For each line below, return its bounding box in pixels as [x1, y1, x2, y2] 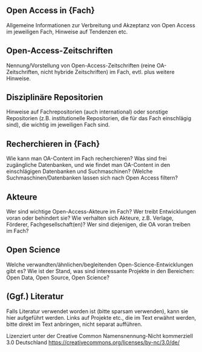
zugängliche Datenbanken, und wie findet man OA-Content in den [6, 161, 171, 169]
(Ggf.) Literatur [6, 291, 64, 302]
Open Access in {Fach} [6, 5, 95, 16]
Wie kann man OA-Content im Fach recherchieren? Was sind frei [6, 155, 168, 162]
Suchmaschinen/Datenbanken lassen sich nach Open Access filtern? [6, 174, 178, 181]
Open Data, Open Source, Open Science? [6, 274, 110, 281]
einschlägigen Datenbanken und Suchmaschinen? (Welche [6, 168, 153, 175]
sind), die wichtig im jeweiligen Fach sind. [6, 121, 110, 129]
